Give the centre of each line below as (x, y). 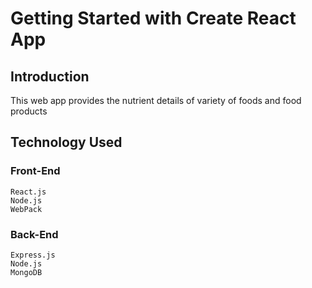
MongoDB (26, 272)
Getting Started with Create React (153, 18)
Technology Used (66, 142)
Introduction (50, 76)
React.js (28, 192)
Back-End (34, 234)
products (29, 111)
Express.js (33, 255)
